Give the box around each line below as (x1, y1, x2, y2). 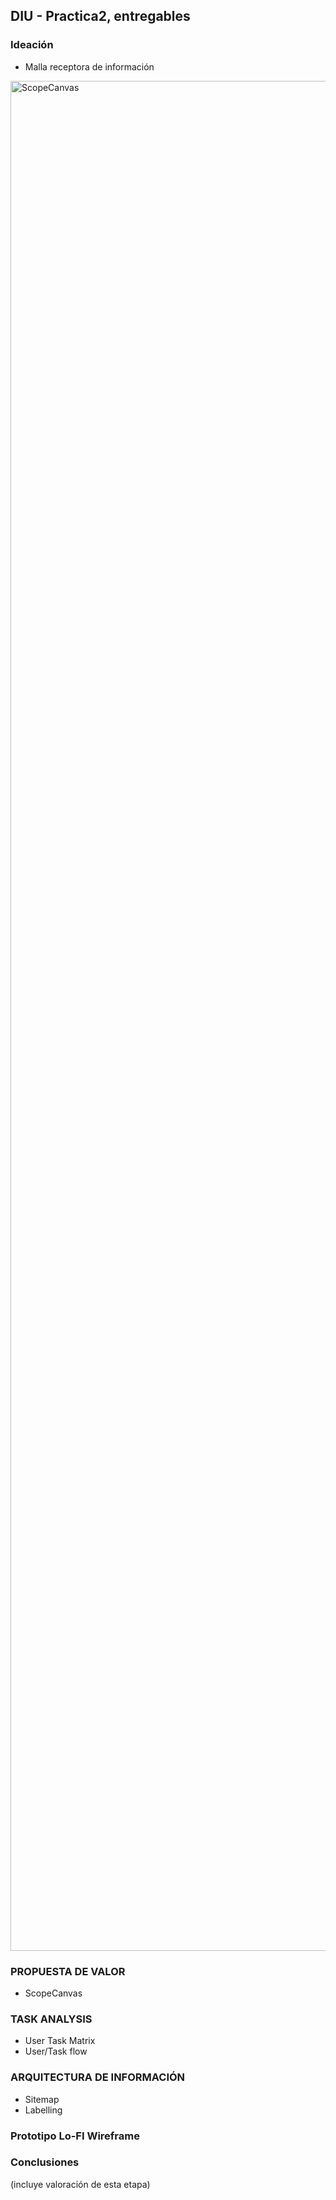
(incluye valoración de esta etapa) (10, 2178, 151, 2190)
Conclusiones (10, 2155, 80, 2169)
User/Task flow (24, 2045, 88, 2058)
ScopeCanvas (24, 1987, 83, 1999)
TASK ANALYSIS (10, 2012, 93, 2026)
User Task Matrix (24, 2035, 96, 2047)
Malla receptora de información (24, 60, 155, 73)
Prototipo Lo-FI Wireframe (10, 2129, 140, 2143)
